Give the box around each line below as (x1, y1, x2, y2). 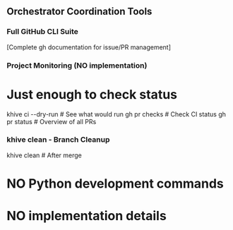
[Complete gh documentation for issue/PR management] (6, 42, 171, 52)
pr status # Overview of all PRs (6, 117, 97, 126)
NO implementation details (6, 208, 167, 224)
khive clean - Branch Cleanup (6, 135, 110, 145)
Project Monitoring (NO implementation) (6, 60, 148, 70)
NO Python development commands (6, 176, 224, 192)
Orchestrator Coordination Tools (6, 6, 153, 18)
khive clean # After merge (6, 151, 83, 159)
